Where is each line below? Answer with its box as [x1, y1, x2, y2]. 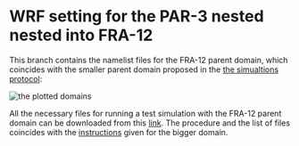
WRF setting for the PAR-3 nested [9, 6, 265, 27]
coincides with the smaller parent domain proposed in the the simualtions [9, 64, 279, 75]
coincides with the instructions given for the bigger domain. [9, 126, 228, 137]
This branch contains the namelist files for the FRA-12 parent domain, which [9, 54, 288, 65]
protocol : [9, 73, 43, 84]
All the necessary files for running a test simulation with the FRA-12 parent [9, 108, 282, 118]
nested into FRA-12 [9, 25, 154, 45]
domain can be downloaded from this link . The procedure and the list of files [9, 118, 291, 128]
